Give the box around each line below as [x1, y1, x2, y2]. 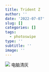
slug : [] [5, 20, 23, 26]
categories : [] [5, 25, 36, 30]
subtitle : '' [5, 43, 32, 48]
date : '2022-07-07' [5, 16, 45, 21]
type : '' [5, 39, 23, 44]
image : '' [5, 48, 25, 53]
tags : [5, 30, 16, 35]
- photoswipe [9, 35, 36, 39]
